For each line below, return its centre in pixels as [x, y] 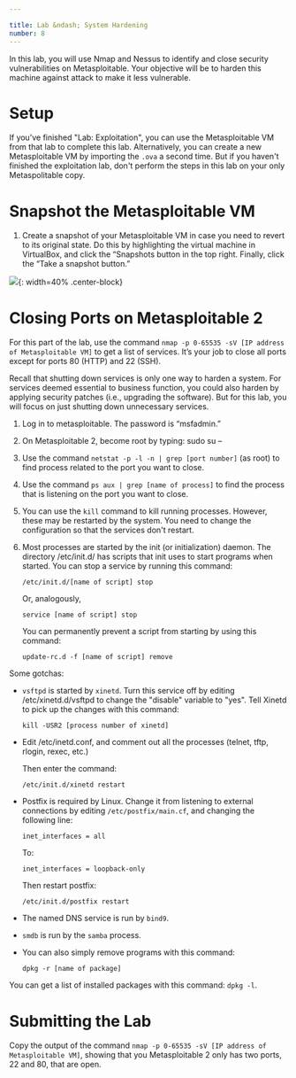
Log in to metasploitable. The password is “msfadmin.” [121, 424]
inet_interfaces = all [64, 837]
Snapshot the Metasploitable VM [133, 211]
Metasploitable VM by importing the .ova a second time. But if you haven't [144, 157]
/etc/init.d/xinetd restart [73, 785]
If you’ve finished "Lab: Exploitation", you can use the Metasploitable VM [142, 137]
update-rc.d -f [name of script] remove [97, 657]
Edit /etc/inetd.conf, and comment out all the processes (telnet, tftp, [145, 742]
